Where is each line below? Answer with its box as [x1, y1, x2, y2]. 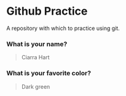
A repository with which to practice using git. [6, 24, 120, 32]
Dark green [21, 83, 50, 90]
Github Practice [6, 4, 88, 18]
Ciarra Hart [21, 54, 50, 61]
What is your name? [6, 40, 68, 48]
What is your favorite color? [6, 69, 91, 78]
